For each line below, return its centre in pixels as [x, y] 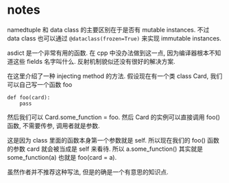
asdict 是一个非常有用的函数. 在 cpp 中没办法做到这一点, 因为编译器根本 [108, 53]
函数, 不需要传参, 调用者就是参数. [53, 125]
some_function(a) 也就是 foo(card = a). [62, 157]
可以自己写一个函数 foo [40, 84]
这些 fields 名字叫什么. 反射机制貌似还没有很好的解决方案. [94, 61]
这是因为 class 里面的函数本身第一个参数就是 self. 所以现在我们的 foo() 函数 [113, 140]
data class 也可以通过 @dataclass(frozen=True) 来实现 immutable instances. [114, 38]
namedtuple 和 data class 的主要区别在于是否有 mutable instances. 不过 [108, 29]
